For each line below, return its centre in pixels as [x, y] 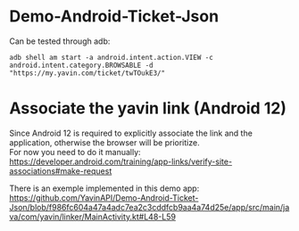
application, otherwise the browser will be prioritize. [104, 142]
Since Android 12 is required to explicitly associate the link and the [131, 133]
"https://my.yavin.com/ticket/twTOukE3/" [87, 73]
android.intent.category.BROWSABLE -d [81, 65]
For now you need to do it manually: [75, 152]
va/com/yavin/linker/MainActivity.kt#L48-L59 [93, 217]
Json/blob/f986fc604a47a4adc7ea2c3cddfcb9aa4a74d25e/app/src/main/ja [149, 207]
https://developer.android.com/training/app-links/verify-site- [121, 161]
